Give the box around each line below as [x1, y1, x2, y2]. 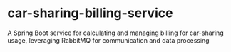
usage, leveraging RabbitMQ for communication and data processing [7, 36, 210, 44]
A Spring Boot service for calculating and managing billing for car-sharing [7, 28, 224, 37]
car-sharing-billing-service [7, 5, 173, 21]
